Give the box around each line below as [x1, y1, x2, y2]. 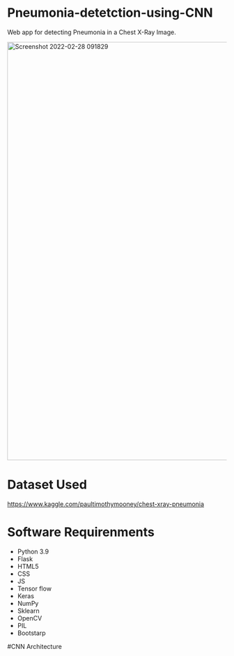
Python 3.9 [17, 547, 49, 556]
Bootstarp [17, 629, 47, 637]
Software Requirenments [7, 524, 155, 540]
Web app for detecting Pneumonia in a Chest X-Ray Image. [7, 28, 176, 36]
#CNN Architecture [7, 642, 63, 650]
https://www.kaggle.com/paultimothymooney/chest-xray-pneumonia [7, 500, 204, 508]
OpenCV [17, 613, 42, 622]
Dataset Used [7, 477, 87, 493]
